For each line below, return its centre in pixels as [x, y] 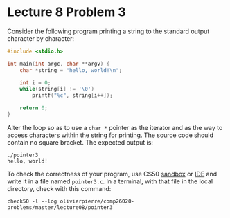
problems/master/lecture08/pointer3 [60, 207]
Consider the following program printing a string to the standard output [108, 31]
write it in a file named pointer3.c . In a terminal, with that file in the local [110, 181]
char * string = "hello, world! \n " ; [71, 70]
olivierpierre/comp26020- [97, 201]
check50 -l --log [32, 201]
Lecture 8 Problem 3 [67, 12]
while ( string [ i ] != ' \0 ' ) [57, 89]
